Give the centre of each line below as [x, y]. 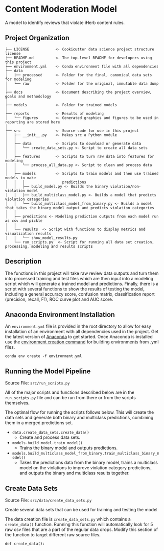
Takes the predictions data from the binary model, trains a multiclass [89, 463]
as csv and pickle [24, 221]
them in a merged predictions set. [39, 423]
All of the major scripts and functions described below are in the [70, 392]
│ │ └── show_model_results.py [41, 238]
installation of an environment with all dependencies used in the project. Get [82, 332]
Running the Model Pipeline [48, 371]
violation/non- [125, 186]
